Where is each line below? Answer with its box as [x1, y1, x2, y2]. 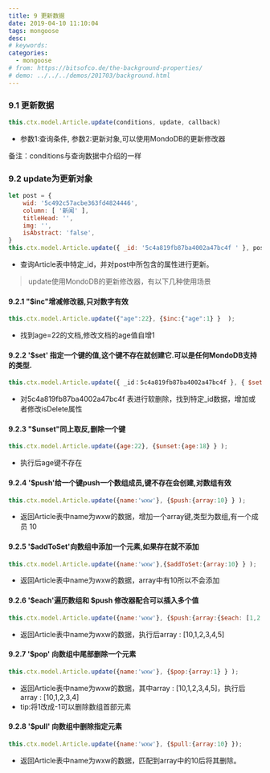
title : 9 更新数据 [8, 11, 66, 20]
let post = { [8, 192, 52, 200]
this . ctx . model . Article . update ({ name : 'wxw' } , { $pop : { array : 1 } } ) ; [8, 668, 239, 676]
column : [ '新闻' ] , [22, 207, 89, 215]
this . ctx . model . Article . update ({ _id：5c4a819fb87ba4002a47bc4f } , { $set [8, 378, 263, 386]
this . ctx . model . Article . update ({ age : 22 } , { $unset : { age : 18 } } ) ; [8, 443, 228, 451]
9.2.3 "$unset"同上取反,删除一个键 [8, 423, 126, 434]
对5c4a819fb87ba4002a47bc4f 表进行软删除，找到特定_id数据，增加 [19, 395, 249, 404]
